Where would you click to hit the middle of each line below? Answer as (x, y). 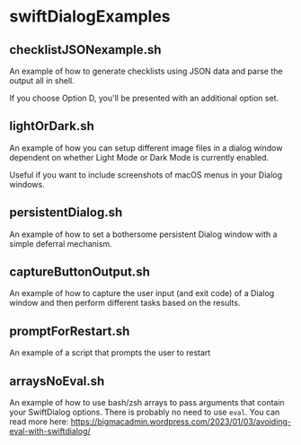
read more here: (39, 422)
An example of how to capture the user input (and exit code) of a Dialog (142, 293)
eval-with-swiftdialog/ (50, 432)
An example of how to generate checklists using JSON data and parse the (146, 71)
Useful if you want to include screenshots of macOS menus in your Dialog (146, 175)
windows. (27, 184)
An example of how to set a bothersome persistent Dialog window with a (143, 234)
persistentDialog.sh (66, 213)
